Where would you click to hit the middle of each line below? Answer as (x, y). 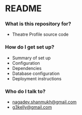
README (23, 9)
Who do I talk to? (25, 91)
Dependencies (27, 68)
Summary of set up (31, 58)
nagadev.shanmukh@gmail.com (44, 102)
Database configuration (36, 73)
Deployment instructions (37, 78)
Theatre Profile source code (40, 34)
